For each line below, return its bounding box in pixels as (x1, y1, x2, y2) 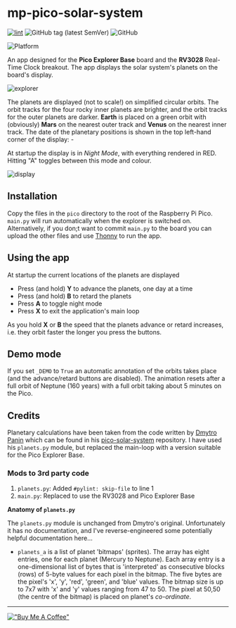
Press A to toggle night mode (17, 299, 103, 308)
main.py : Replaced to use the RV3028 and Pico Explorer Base (17, 491, 195, 501)
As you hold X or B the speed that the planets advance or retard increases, (7, 320, 224, 329)
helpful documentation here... (7, 534, 93, 543)
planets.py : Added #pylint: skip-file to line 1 (17, 484, 155, 493)
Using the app (7, 252, 70, 264)
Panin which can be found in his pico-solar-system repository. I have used (7, 436, 223, 444)
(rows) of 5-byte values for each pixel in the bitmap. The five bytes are (17, 570, 223, 579)
